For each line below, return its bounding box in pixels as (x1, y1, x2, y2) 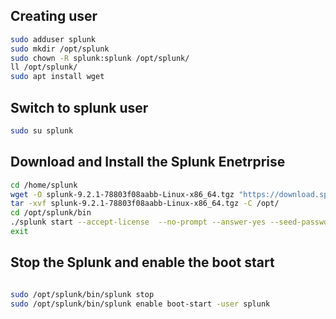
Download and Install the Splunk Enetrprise (10, 154, 286, 171)
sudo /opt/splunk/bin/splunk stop (10, 289, 155, 299)
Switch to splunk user (10, 99, 149, 116)
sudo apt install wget (10, 72, 105, 82)
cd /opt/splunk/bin (10, 208, 92, 218)
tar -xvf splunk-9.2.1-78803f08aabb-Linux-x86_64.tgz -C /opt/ (10, 199, 280, 209)
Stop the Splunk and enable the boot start (10, 254, 275, 271)
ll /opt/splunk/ (10, 62, 78, 73)
